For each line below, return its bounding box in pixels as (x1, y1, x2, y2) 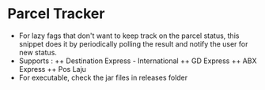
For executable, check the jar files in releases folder (18, 73, 188, 82)
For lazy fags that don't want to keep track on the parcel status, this (18, 31, 240, 40)
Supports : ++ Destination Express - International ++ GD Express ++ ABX (18, 56, 257, 66)
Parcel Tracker (7, 5, 105, 23)
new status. (18, 47, 57, 57)
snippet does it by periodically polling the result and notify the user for (18, 39, 248, 48)
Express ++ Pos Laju (18, 64, 86, 73)
